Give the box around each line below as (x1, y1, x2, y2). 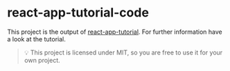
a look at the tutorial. (7, 34, 66, 43)
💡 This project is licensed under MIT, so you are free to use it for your (24, 48, 223, 57)
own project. (24, 56, 60, 64)
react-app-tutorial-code (7, 5, 149, 21)
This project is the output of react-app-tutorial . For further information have (7, 28, 223, 36)
